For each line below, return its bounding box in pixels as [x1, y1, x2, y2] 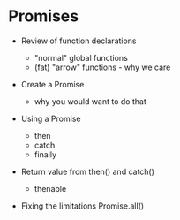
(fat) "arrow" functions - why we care [34, 62, 171, 72]
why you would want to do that [34, 95, 146, 107]
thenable [34, 183, 67, 193]
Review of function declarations [20, 35, 138, 46]
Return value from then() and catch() [20, 166, 155, 177]
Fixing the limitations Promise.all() [20, 201, 145, 211]
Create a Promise [20, 79, 85, 89]
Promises [8, 6, 79, 27]
